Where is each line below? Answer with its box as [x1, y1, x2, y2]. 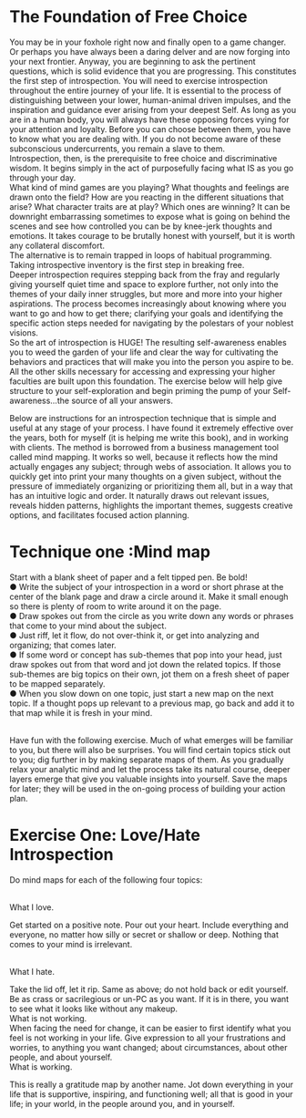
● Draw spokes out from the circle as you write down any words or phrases [9, 610, 294, 621]
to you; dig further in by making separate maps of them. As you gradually [9, 754, 284, 765]
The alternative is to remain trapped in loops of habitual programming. [9, 249, 272, 261]
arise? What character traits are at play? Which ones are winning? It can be [9, 201, 291, 212]
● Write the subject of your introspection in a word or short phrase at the [9, 581, 284, 592]
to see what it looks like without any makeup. [9, 1003, 178, 1014]
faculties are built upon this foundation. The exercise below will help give [9, 376, 283, 387]
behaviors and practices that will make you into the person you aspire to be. [9, 356, 294, 367]
